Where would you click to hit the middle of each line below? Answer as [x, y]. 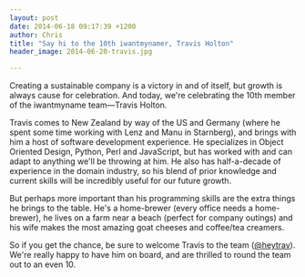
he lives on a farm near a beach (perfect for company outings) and [168, 218]
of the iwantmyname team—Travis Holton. [88, 105]
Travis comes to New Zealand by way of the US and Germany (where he [145, 123]
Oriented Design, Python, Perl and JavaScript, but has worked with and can [151, 152]
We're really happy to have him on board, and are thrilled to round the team [150, 255]
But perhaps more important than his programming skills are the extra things [152, 199]
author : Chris [36, 35]
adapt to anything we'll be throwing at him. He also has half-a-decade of [145, 161]
